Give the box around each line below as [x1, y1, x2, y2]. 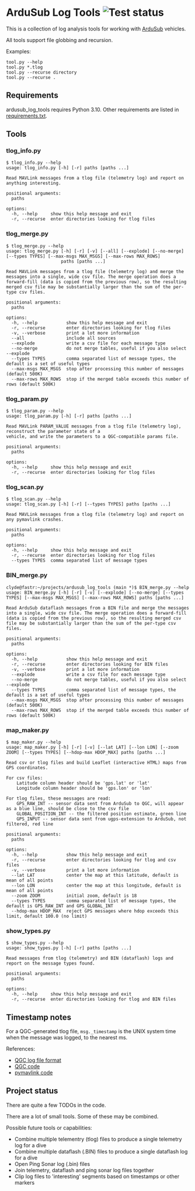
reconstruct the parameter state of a [6, 429, 100, 435]
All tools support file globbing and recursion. [6, 36, 113, 43]
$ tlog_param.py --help [6, 408, 64, 414]
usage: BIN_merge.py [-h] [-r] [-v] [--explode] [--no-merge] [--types [6, 590, 184, 595]
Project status [6, 1086, 58, 1096]
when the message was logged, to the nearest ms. [6, 1034, 128, 1041]
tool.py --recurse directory [6, 69, 77, 75]
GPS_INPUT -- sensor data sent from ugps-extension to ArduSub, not [16, 816, 187, 822]
